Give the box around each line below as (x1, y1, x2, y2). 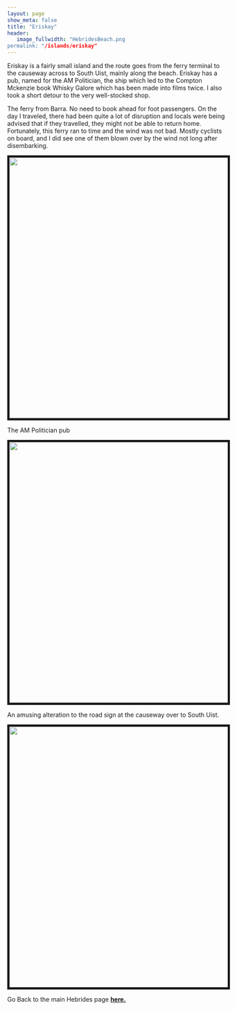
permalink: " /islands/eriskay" (7, 42, 98, 49)
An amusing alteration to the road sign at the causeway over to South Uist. (7, 710, 220, 719)
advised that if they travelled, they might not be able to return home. (7, 120, 202, 127)
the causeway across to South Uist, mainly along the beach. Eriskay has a (7, 69, 218, 77)
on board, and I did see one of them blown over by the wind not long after (7, 134, 218, 142)
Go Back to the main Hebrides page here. (7, 995, 126, 1003)
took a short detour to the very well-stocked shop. (7, 91, 151, 99)
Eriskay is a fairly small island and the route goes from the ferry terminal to (7, 62, 220, 70)
